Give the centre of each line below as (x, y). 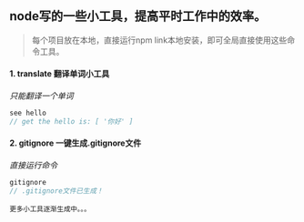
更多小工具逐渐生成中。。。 (50, 209)
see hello (28, 113)
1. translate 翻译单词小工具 (60, 74)
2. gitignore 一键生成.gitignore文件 (76, 143)
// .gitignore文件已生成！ (56, 191)
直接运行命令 (33, 165)
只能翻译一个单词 (41, 96)
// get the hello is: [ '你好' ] (71, 121)
